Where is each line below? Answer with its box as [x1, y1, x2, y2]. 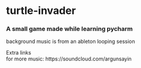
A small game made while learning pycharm [6, 25, 133, 33]
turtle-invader [6, 4, 76, 17]
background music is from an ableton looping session [6, 38, 136, 45]
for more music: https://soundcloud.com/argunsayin [6, 55, 132, 62]
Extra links [6, 49, 32, 56]
